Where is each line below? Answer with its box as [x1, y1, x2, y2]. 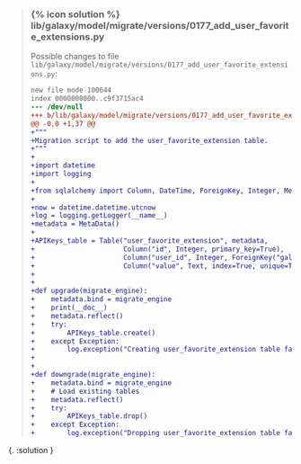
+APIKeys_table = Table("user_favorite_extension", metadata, [30, 236, 269, 245]
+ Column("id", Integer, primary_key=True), [30, 245, 285, 254]
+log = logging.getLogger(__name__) [30, 211, 168, 220]
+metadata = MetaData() [30, 219, 120, 228]
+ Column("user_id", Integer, [30, 253, 228, 262]
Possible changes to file [30, 51, 120, 62]
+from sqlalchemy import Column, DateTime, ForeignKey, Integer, [30, 186, 280, 195]
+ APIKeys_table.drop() [30, 412, 148, 421]
